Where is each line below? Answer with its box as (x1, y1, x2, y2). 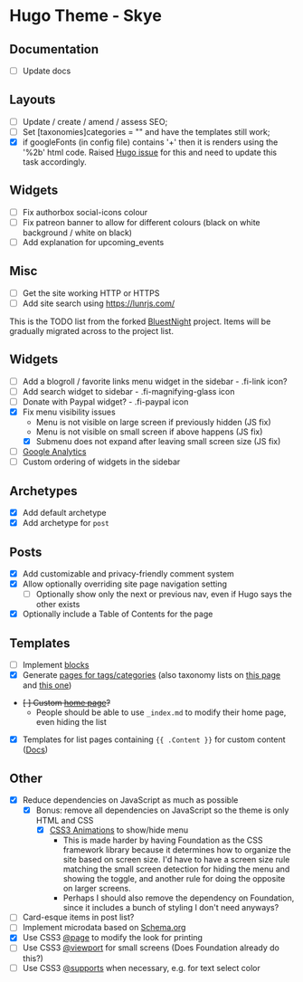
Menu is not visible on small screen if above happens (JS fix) (35, 426, 263, 437)
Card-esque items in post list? (22, 911, 135, 923)
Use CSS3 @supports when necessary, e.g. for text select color (22, 962, 260, 973)
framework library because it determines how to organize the (62, 844, 291, 855)
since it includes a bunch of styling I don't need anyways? (62, 902, 279, 913)
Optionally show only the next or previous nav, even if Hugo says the (35, 589, 292, 600)
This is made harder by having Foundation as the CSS (62, 834, 263, 846)
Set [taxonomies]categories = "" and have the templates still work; (22, 126, 270, 137)
